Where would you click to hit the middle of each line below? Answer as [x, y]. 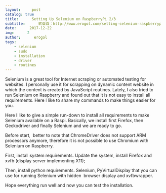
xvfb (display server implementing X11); [45, 161]
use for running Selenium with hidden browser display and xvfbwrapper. [79, 176]
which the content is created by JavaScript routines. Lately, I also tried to [79, 90]
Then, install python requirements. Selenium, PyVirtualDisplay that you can [81, 170]
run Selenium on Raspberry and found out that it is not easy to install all [78, 95]
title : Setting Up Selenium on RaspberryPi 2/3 [61, 19]
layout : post [23, 10]
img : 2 [17, 33]
